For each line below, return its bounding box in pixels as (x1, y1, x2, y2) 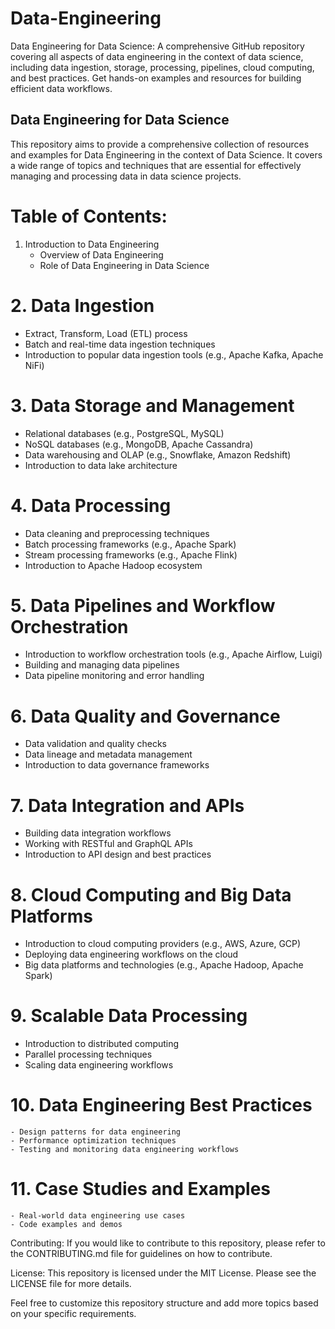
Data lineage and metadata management (24, 748, 193, 761)
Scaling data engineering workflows (24, 1059, 174, 1071)
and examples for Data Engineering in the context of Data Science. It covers (10, 148, 323, 161)
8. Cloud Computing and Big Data (10, 883, 292, 906)
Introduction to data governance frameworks (24, 759, 210, 771)
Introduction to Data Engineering (24, 238, 160, 250)
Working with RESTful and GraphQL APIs (24, 838, 193, 850)
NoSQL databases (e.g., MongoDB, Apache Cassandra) (24, 438, 254, 450)
